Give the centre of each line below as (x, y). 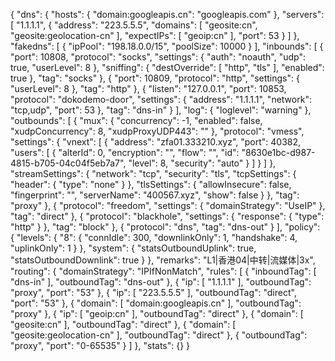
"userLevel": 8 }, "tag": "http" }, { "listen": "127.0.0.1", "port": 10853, (148, 88)
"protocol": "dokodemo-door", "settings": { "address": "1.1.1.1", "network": (161, 99)
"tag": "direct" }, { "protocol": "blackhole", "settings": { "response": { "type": (167, 216)
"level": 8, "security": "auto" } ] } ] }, (202, 163)
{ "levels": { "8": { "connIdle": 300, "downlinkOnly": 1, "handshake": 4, (154, 237)
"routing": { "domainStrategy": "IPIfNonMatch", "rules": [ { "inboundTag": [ (163, 271)
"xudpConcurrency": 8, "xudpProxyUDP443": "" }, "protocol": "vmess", (157, 131)
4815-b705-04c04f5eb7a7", (68, 163)
